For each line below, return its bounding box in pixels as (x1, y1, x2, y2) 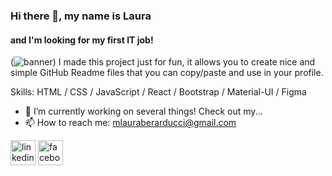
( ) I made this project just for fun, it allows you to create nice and (10, 56, 316, 68)
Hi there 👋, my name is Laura (10, 9, 152, 23)
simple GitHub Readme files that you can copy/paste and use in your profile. (10, 67, 324, 79)
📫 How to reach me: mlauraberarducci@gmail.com (24, 117, 237, 129)
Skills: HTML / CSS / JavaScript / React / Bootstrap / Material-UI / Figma (10, 86, 307, 98)
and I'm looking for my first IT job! (10, 34, 154, 46)
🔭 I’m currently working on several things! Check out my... (24, 105, 263, 118)
